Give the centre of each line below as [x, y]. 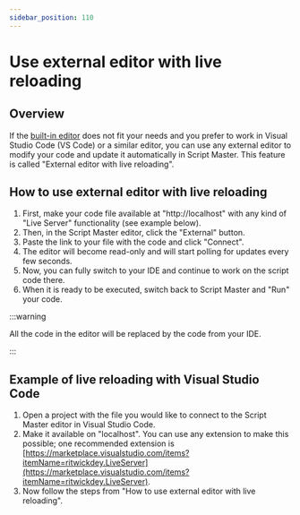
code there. [43, 280]
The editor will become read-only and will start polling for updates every [155, 252]
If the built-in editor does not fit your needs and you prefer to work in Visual [149, 135]
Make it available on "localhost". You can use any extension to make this [155, 434]
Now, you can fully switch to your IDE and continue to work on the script [155, 270]
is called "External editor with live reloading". [92, 164]
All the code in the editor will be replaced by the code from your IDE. [135, 334]
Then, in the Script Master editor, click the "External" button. [133, 233]
